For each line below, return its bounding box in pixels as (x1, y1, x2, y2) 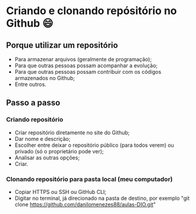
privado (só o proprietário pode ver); (14, 147, 104, 154)
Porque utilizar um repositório (6, 40, 118, 50)
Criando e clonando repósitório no (6, 4, 177, 18)
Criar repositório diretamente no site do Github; (14, 129, 130, 136)
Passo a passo (6, 98, 61, 108)
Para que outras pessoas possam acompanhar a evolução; (14, 62, 158, 69)
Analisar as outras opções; (14, 154, 80, 161)
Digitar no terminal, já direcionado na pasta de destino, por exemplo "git (14, 195, 190, 202)
